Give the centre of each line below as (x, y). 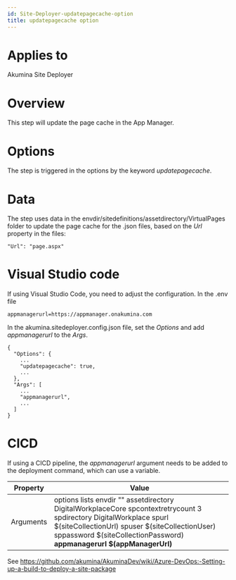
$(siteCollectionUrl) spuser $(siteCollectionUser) (135, 526)
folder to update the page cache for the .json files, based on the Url (105, 226)
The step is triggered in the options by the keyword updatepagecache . (110, 171)
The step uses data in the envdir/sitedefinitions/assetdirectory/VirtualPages (117, 218)
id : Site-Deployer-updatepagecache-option (70, 14)
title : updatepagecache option (53, 20)
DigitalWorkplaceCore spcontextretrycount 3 (128, 509)
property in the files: (37, 234)
